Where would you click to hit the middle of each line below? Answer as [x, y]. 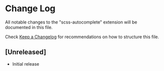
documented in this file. [29, 27]
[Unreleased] [26, 52]
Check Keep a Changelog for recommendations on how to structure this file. [82, 37]
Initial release [26, 64]
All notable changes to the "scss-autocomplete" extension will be [71, 22]
